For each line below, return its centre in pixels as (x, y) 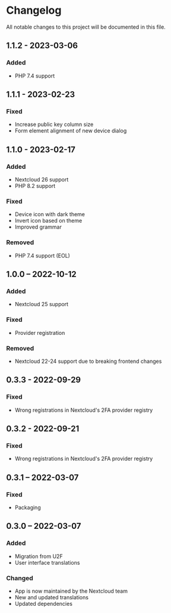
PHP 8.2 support (35, 186)
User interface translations (47, 562)
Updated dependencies (44, 603)
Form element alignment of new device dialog (71, 131)
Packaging (28, 507)
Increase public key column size (54, 124)
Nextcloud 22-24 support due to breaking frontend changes (88, 361)
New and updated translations (52, 597)
